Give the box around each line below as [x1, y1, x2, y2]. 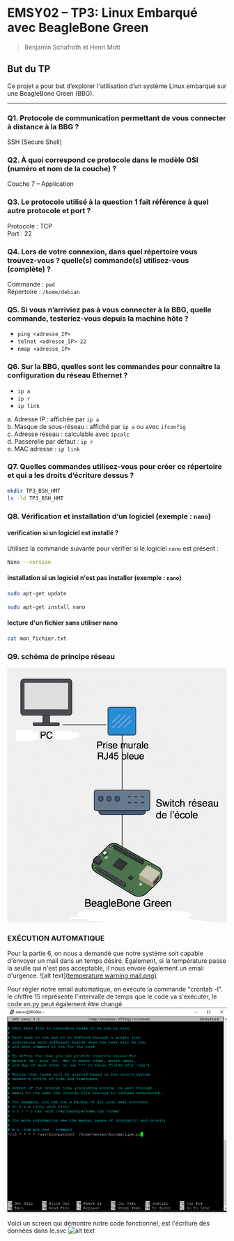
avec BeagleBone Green [7, 20, 149, 36]
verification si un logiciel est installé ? [7, 529, 119, 537]
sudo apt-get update [7, 590, 68, 597]
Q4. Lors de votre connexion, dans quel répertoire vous [7, 247, 198, 256]
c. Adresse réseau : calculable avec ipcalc [7, 430, 130, 438]
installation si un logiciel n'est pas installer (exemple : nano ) [7, 574, 182, 582]
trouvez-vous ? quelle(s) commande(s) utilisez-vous [7, 255, 189, 265]
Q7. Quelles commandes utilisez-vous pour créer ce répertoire [7, 462, 223, 472]
